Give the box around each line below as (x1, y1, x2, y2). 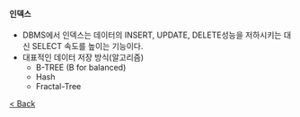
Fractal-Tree (35, 81, 82, 92)
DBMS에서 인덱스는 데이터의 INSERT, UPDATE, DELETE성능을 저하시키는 (22, 29, 282, 40)
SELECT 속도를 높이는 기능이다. (31, 41, 144, 52)
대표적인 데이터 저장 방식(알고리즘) (22, 52, 145, 63)
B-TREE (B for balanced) (35, 63, 127, 73)
